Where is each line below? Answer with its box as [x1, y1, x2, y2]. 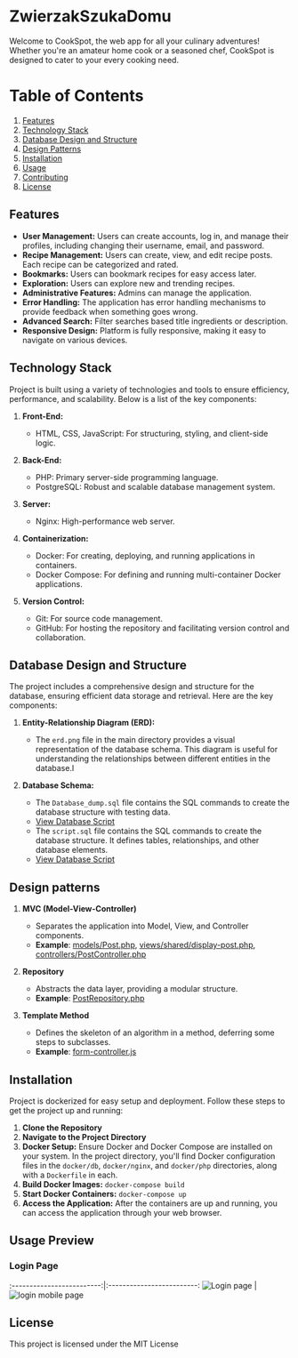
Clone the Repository [21, 1122, 102, 1133]
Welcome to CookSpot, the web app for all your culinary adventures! [9, 36, 261, 46]
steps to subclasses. [35, 1037, 111, 1048]
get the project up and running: [9, 1105, 124, 1115]
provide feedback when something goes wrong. [21, 306, 198, 317]
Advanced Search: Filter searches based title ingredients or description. [21, 316, 288, 326]
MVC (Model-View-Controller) [21, 904, 137, 914]
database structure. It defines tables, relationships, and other [35, 835, 260, 846]
